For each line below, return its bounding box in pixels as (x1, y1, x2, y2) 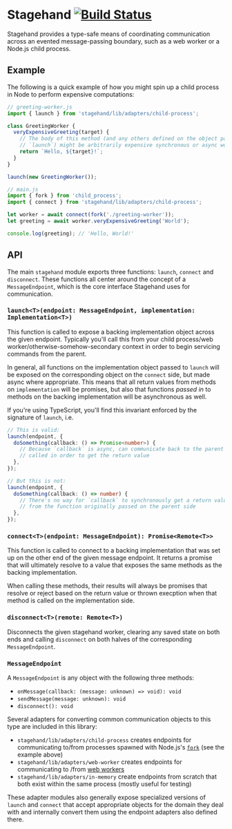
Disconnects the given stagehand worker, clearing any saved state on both (7, 627, 220, 636)
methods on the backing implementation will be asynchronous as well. (7, 392, 207, 401)
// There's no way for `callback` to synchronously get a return (19, 497, 212, 504)
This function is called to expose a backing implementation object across (7, 327, 215, 336)
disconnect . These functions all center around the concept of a (7, 275, 186, 283)
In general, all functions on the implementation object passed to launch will (7, 363, 220, 371)
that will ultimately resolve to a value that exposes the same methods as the (7, 561, 222, 569)
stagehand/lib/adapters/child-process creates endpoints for (17, 736, 192, 744)
